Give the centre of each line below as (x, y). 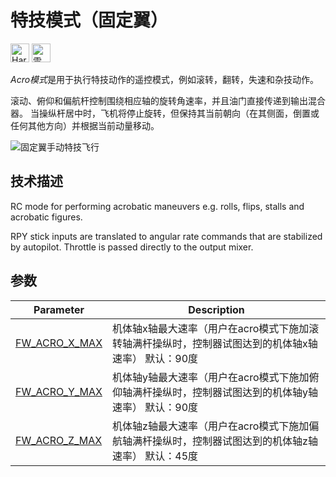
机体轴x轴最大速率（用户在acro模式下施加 (211, 328)
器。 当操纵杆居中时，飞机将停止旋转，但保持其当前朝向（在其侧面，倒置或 (165, 113)
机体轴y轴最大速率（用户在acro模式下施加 (211, 377)
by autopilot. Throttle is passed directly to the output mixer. (132, 247)
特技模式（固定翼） (89, 20)
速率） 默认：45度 (155, 456)
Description (216, 309)
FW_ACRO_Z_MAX (59, 440)
